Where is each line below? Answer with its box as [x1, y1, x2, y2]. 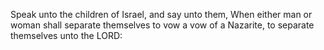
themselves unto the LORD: [10, 30, 123, 41]
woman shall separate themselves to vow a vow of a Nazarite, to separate [10, 19, 315, 31]
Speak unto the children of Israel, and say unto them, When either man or [10, 9, 313, 20]
